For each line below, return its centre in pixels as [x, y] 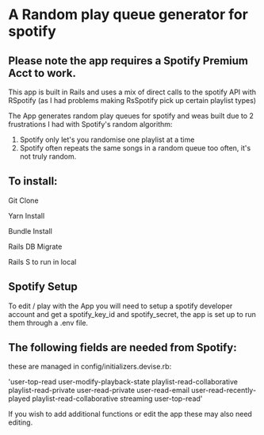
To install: [33, 181]
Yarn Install [27, 216]
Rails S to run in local [42, 261]
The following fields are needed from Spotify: [123, 347]
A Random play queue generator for [128, 15]
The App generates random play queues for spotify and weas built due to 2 [131, 116]
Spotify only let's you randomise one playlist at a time [107, 139]
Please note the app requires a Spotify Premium [128, 61]
